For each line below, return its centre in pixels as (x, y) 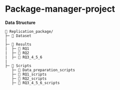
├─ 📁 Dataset (18, 36)
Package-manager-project (60, 9)
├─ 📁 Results (18, 44)
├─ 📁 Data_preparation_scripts (43, 70)
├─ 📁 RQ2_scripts (29, 79)
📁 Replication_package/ (29, 31)
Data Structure (20, 22)
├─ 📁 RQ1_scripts (29, 74)
